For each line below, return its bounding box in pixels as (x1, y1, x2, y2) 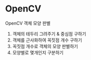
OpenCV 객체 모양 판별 (5, 20, 51, 26)
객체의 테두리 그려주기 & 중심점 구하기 (12, 30, 86, 36)
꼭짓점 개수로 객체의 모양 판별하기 (12, 43, 78, 49)
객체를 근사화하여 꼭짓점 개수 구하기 (12, 37, 82, 43)
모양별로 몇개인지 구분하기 (12, 49, 64, 55)
